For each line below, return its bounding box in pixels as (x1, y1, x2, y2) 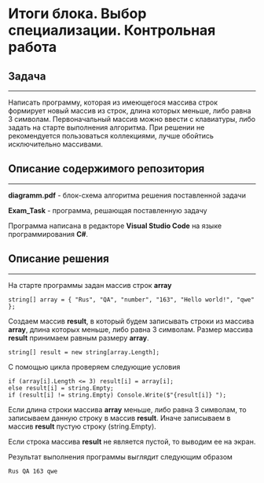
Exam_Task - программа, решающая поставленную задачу (8, 205, 207, 215)
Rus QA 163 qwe (8, 467, 58, 475)
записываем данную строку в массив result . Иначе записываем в (8, 413, 231, 422)
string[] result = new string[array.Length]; (8, 348, 159, 356)
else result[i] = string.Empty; (8, 384, 114, 392)
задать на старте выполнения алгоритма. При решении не (8, 123, 205, 132)
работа (8, 39, 57, 56)
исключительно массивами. (8, 139, 104, 149)
